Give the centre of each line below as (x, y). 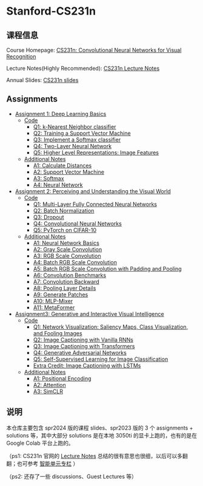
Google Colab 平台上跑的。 (40, 443)
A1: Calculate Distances (62, 165)
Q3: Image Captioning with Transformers (84, 346)
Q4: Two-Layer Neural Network (72, 146)
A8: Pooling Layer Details (65, 288)
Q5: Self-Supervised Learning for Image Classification (101, 359)
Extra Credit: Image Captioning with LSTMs (87, 365)
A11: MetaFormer (54, 307)
